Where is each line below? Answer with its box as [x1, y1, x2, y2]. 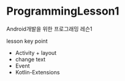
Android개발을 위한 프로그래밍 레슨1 [6, 25, 93, 32]
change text [15, 55, 46, 63]
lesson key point [6, 37, 48, 44]
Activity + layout [15, 49, 57, 56]
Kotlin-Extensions [15, 68, 60, 76]
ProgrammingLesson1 [6, 4, 119, 18]
